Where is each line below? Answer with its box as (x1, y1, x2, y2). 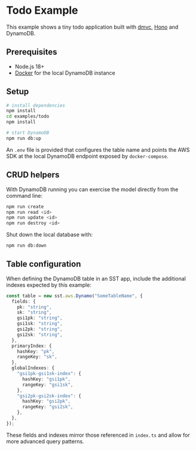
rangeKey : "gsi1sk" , (22, 382, 73, 388)
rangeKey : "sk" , (17, 354, 58, 360)
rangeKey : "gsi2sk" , (22, 404, 73, 410)
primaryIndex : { (11, 343, 52, 349)
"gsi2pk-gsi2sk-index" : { (17, 392, 82, 399)
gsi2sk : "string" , (17, 332, 63, 338)
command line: (6, 192, 43, 199)
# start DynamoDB (6, 130, 50, 136)
